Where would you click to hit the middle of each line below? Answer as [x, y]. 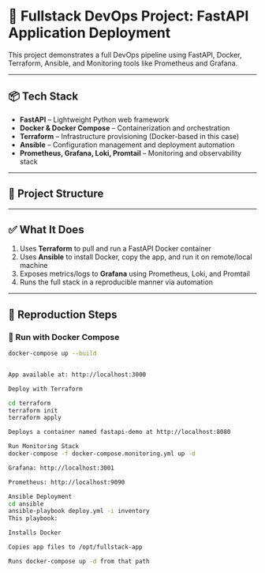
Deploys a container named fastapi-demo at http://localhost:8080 [119, 432]
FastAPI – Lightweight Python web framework [94, 119]
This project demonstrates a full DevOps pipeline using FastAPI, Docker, [125, 55]
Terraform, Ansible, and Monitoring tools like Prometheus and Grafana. [123, 63]
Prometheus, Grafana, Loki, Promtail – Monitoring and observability [131, 153]
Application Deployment [90, 33]
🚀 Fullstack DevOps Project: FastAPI [129, 16]
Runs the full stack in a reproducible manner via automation [116, 282]
